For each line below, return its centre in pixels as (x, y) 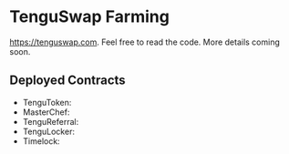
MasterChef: (46, 112)
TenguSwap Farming (90, 17)
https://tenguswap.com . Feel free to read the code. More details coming (145, 42)
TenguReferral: (51, 121)
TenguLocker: (49, 131)
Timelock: (41, 141)
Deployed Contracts (67, 81)
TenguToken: (47, 102)
